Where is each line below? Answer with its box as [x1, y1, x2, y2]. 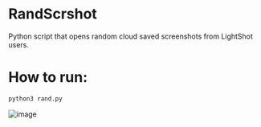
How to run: [8, 68, 88, 87]
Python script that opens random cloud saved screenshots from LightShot [8, 31, 253, 41]
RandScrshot [8, 5, 98, 23]
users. [8, 39, 30, 49]
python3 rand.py [8, 94, 63, 103]
